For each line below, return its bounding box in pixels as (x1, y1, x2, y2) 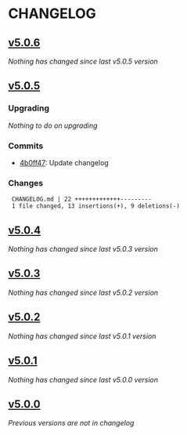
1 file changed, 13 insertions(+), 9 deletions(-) (11, 202, 180, 210)
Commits (8, 140, 44, 151)
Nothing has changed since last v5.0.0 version (8, 375, 159, 384)
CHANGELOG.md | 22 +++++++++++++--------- (11, 195, 153, 204)
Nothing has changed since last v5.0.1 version (8, 331, 156, 341)
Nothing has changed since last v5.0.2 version (8, 288, 159, 297)
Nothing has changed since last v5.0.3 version (8, 245, 159, 254)
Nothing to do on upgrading (8, 121, 98, 130)
